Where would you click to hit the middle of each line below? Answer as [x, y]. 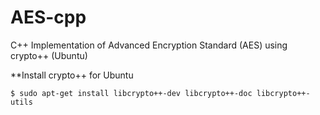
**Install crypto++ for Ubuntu [72, 75]
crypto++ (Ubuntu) [49, 55]
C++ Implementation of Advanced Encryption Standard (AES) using [149, 45]
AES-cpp [48, 17]
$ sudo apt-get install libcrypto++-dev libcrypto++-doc [131, 93]
